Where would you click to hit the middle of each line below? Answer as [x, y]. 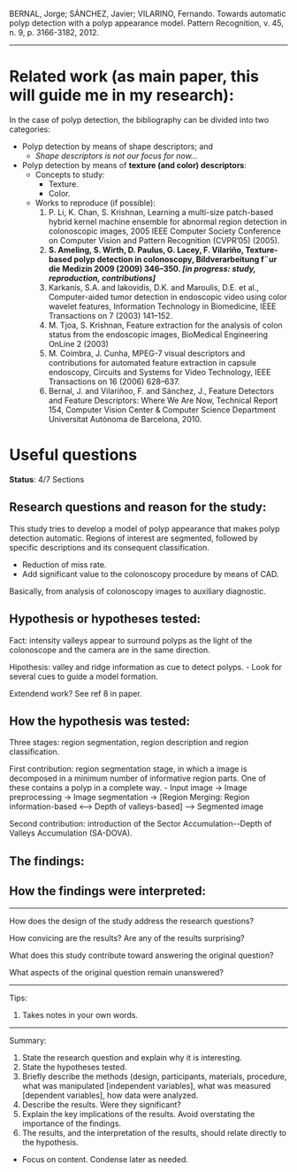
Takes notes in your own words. [80, 1014]
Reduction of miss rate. [64, 564]
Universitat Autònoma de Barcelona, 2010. [125, 419]
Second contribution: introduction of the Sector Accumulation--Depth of [141, 824]
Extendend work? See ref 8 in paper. [76, 693]
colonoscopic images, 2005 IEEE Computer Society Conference [164, 231]
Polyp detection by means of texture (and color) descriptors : [134, 165]
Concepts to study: [70, 174]
